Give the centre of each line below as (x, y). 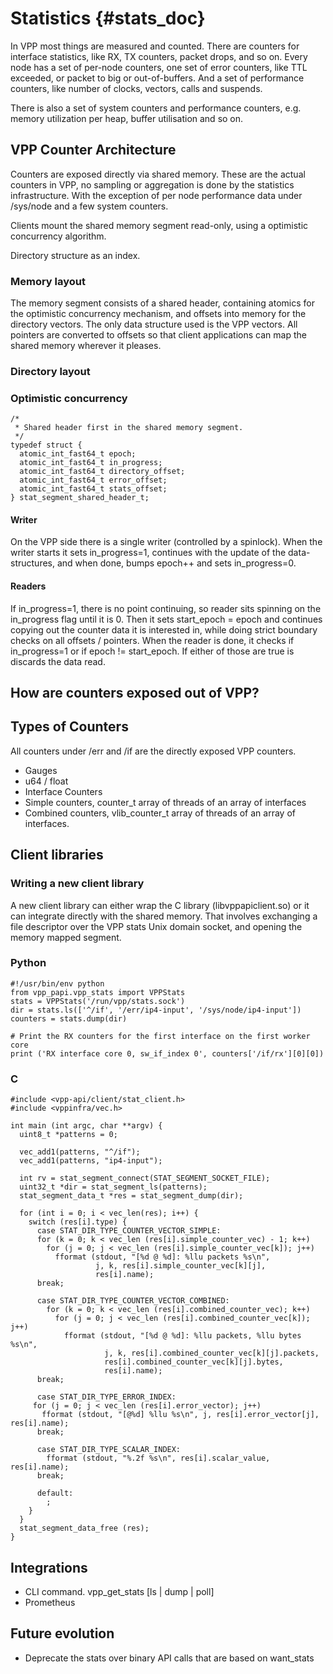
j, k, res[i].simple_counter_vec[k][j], (181, 1266)
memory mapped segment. (66, 937)
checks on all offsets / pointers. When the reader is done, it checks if (152, 640)
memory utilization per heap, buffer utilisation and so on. (127, 118)
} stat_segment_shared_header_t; (80, 498)
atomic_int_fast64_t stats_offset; (93, 489)
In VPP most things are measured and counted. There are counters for (155, 46)
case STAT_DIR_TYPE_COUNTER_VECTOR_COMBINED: (133, 1301)
